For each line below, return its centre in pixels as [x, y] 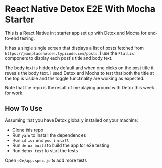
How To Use [24, 108]
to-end [12, 38]
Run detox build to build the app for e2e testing [61, 145]
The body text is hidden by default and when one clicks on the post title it [79, 68]
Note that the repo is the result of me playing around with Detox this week [80, 87]
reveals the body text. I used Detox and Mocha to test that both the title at [80, 73]
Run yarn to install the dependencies [49, 135]
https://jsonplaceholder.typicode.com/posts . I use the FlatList [71, 53]
